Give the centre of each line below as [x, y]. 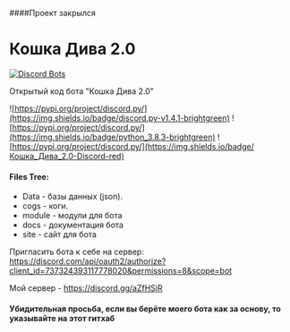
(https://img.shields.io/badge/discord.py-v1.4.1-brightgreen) [119, 118]
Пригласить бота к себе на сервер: [77, 252]
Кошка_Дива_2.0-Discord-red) [67, 156]
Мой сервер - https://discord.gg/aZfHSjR [86, 288]
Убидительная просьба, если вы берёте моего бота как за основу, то [145, 309]
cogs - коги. [45, 206]
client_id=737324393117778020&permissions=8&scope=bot [121, 271]
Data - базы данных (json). [72, 197]
